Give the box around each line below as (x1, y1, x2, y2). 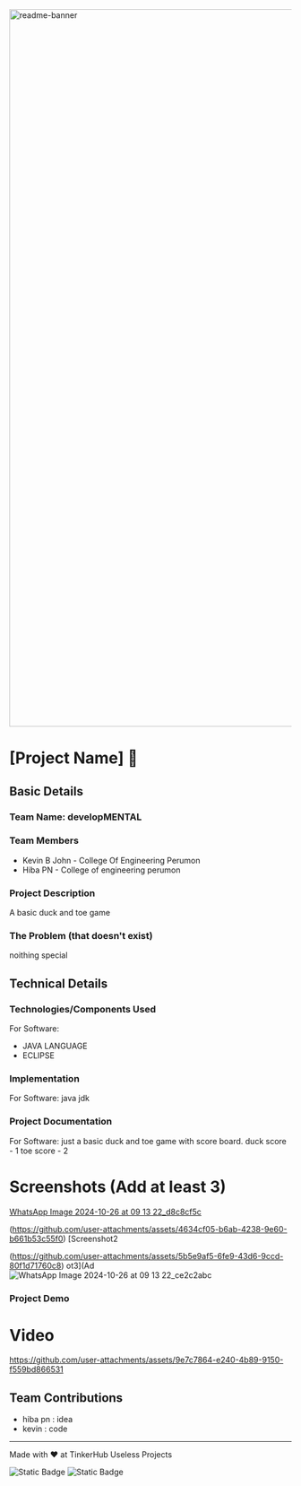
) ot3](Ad (61, 1260, 95, 1271)
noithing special (9, 950, 68, 960)
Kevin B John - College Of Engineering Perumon (21, 855, 201, 865)
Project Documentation (9, 1116, 113, 1128)
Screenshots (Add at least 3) (9, 1177, 227, 1196)
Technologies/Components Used (9, 1003, 157, 1015)
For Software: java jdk (9, 1093, 90, 1104)
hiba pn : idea (21, 1414, 73, 1425)
